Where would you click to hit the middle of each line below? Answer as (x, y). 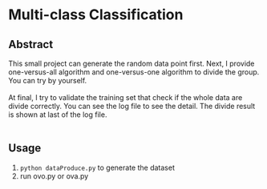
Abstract (31, 44)
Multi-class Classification (96, 15)
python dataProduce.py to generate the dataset (97, 167)
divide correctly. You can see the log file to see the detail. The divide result (132, 106)
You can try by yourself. (48, 80)
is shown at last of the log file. (58, 115)
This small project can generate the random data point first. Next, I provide (131, 63)
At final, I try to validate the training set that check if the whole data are (125, 97)
